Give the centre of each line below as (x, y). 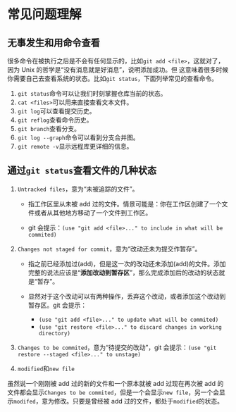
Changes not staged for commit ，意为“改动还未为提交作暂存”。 (109, 249)
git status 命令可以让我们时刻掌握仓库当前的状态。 (92, 93)
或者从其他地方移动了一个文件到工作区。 (93, 213)
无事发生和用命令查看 (54, 43)
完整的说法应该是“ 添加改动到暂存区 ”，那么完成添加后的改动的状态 (123, 273)
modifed (25, 401)
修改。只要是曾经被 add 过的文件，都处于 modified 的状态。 (139, 401)
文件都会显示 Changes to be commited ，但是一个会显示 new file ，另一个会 (113, 392)
